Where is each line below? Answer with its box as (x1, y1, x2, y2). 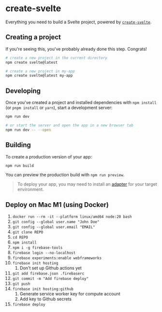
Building (5, 141, 31, 149)
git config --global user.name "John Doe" (12, 220, 100, 225)
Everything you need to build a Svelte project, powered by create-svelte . (5, 19, 152, 25)
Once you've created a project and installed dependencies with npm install (5, 100, 157, 105)
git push (12, 281, 30, 287)
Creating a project (5, 33, 61, 41)
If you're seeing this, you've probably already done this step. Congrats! (5, 46, 147, 52)
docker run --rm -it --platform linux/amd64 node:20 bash (12, 214, 132, 219)
